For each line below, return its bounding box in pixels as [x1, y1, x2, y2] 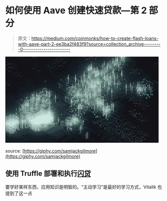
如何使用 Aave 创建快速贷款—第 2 [5, 5, 147, 16]
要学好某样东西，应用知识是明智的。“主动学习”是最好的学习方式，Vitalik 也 [5, 184, 162, 190]
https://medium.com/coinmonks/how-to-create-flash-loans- [31, 35, 159, 41]
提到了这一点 [5, 190, 32, 196]
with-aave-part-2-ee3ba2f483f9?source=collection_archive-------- [17, 41, 161, 47]
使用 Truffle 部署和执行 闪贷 [5, 169, 91, 178]
